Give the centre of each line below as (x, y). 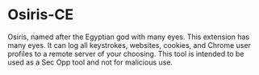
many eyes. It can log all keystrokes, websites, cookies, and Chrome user (129, 45)
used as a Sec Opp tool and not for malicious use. (90, 62)
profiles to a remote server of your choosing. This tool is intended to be (126, 53)
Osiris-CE (41, 15)
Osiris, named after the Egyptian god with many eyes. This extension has (129, 37)
